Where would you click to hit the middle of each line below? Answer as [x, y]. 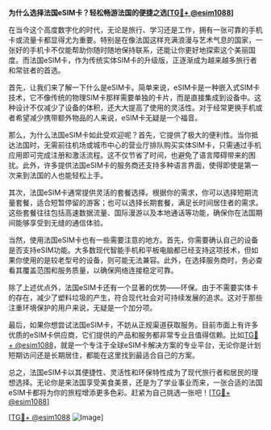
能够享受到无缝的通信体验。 [61, 223]
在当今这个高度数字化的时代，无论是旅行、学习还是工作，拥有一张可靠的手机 [135, 30]
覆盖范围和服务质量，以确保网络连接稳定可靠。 [100, 270]
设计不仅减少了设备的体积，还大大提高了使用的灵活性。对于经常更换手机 [135, 107]
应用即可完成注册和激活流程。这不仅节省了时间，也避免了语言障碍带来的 [128, 155]
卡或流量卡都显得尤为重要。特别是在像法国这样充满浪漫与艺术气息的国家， [132, 40]
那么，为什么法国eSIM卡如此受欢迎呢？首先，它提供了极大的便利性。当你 [130, 135]
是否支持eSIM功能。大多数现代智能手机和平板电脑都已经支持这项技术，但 [130, 250]
